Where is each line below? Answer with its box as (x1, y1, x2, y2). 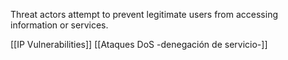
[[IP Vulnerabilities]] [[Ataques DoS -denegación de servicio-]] (10, 39, 268, 50)
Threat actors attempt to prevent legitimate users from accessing (10, 9, 279, 20)
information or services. (10, 19, 109, 31)
